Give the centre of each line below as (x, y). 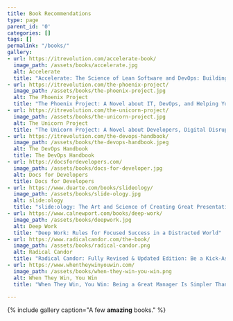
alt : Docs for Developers (51, 175)
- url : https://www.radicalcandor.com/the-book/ (79, 239)
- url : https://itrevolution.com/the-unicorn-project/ (88, 110)
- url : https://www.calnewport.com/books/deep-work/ (85, 214)
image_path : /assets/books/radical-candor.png (82, 246)
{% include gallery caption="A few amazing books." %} (87, 310)
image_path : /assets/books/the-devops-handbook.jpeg (91, 143)
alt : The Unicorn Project (51, 123)
